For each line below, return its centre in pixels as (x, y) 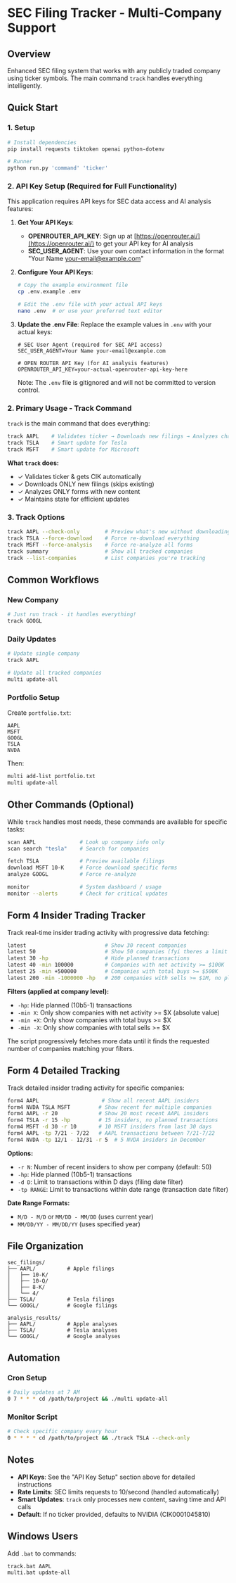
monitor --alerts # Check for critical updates (88, 894)
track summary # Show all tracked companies (100, 551)
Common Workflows (53, 579)
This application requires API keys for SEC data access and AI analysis (110, 201)
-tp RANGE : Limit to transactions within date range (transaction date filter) (123, 1189)
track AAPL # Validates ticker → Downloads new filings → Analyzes (113, 437)
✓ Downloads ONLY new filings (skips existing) (86, 484)
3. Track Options (36, 517)
